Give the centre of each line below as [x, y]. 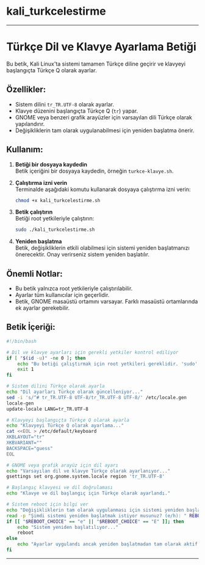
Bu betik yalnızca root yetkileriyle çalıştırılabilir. [74, 288]
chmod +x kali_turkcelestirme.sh [58, 200]
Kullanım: [25, 150]
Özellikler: [26, 90]
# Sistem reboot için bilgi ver [47, 504]
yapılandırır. [30, 124]
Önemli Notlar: [34, 274]
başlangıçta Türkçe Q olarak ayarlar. [52, 70]
